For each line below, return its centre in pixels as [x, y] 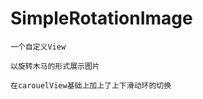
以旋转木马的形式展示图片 [55, 66]
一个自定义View [38, 47]
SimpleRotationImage [101, 18]
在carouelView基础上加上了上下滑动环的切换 [91, 85]
